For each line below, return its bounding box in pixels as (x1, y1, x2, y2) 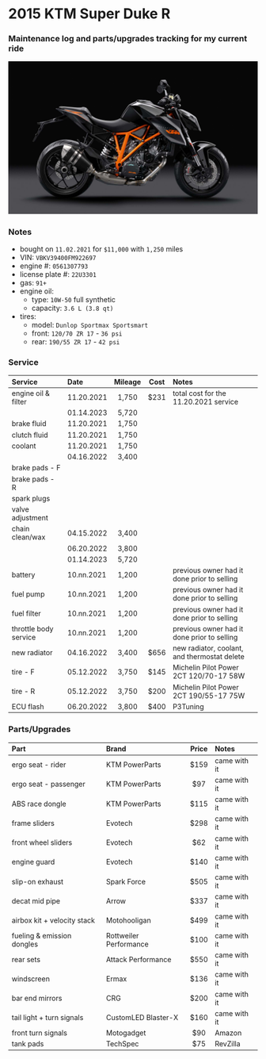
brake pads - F (11, 463, 61, 473)
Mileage (113, 377, 142, 386)
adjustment (11, 513, 49, 523)
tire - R (11, 687, 36, 696)
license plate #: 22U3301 (19, 269, 97, 278)
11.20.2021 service (173, 397, 239, 406)
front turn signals (11, 1028, 67, 1038)
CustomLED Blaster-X (105, 1013, 179, 1023)
